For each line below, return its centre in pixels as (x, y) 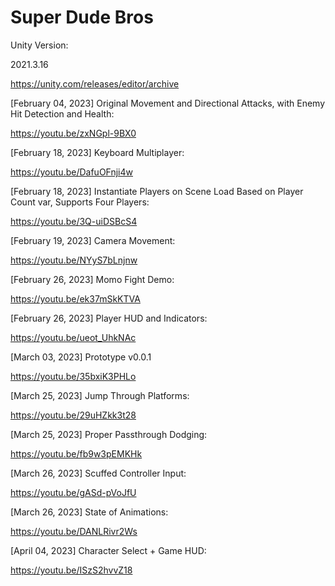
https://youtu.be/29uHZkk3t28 (73, 415)
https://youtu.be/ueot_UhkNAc (73, 337)
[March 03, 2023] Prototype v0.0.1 (81, 357)
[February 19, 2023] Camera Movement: (93, 240)
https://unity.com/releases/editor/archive (95, 83)
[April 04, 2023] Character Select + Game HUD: (108, 550)
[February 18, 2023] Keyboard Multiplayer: (97, 152)
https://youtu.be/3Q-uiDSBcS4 (74, 221)
